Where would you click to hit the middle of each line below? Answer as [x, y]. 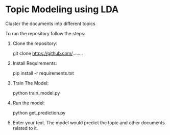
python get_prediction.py [39, 112]
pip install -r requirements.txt [43, 73]
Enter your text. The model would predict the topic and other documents [89, 122]
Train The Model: [31, 83]
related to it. [25, 128]
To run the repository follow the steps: [45, 33]
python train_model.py [36, 93]
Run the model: [29, 103]
